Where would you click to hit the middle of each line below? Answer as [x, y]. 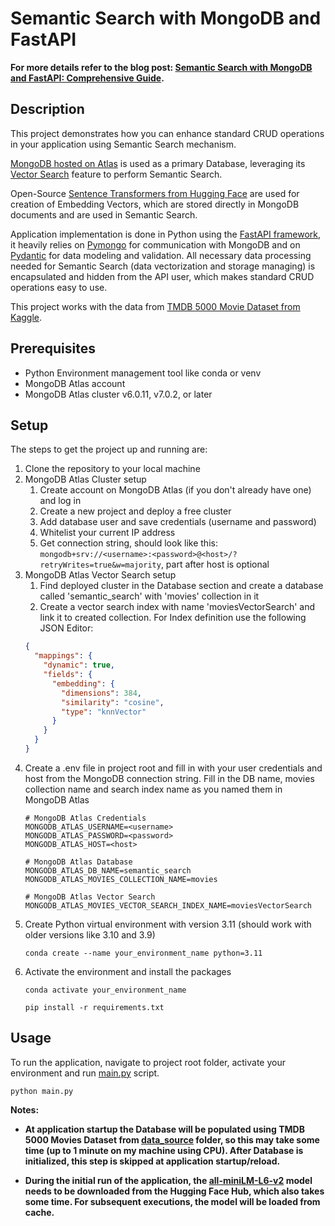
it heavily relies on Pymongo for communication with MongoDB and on [155, 244]
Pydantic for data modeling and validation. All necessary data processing [161, 255]
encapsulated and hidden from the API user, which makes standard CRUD [162, 276]
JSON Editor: [66, 628]
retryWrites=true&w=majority [100, 565]
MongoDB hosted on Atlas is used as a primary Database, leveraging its [158, 163]
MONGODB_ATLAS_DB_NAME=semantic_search [108, 870]
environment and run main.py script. [85, 1073]
